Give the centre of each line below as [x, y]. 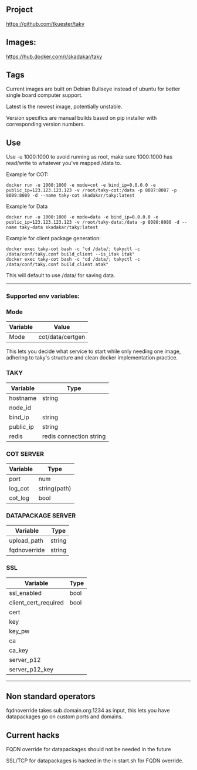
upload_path [26, 541]
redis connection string [74, 436]
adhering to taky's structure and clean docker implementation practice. [92, 358]
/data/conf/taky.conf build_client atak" [57, 265]
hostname [23, 398]
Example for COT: [27, 174]
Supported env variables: [43, 296]
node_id [20, 408]
